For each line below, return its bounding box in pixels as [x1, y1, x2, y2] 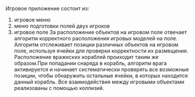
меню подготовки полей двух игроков [13, 23, 110, 29]
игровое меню [13, 16, 51, 23]
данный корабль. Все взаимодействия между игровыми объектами [13, 78, 185, 85]
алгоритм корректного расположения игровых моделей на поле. [13, 35, 178, 41]
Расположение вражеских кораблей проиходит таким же [13, 54, 159, 60]
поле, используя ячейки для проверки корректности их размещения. [13, 47, 189, 54]
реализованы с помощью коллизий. [13, 85, 104, 91]
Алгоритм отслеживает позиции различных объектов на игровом [13, 41, 179, 48]
